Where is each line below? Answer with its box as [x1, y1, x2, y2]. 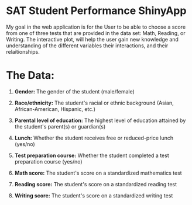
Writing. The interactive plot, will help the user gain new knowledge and [6, 36, 179, 43]
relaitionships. [6, 48, 40, 55]
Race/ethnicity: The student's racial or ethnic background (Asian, [14, 99, 174, 106]
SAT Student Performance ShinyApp [6, 4, 187, 18]
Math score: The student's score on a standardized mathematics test [14, 169, 183, 176]
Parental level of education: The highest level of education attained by [14, 117, 186, 124]
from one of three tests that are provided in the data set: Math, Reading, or [6, 29, 186, 36]
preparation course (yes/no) [14, 158, 83, 165]
